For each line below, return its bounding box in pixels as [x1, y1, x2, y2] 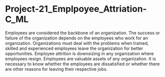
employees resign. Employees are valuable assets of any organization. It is [5, 56, 156, 61]
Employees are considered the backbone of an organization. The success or [5, 30, 160, 36]
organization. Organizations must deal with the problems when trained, [5, 40, 149, 46]
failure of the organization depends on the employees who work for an [5, 35, 148, 41]
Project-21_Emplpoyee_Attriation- [5, 3, 147, 15]
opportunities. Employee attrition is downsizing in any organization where [5, 50, 154, 57]
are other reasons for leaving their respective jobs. [5, 66, 108, 72]
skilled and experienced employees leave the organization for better [5, 45, 143, 51]
